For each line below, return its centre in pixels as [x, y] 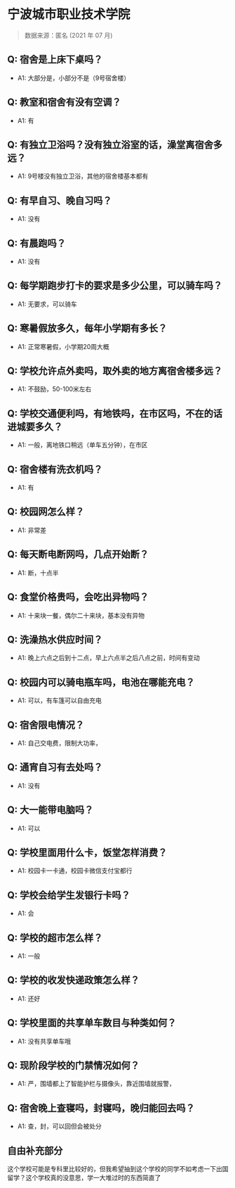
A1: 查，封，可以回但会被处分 [59, 1126]
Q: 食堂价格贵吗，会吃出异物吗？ [78, 597]
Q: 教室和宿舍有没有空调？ [64, 102]
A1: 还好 [29, 998]
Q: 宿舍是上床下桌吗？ [55, 59]
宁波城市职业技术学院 [69, 14]
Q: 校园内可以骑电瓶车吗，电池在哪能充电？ [101, 682]
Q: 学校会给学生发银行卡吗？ [69, 895]
